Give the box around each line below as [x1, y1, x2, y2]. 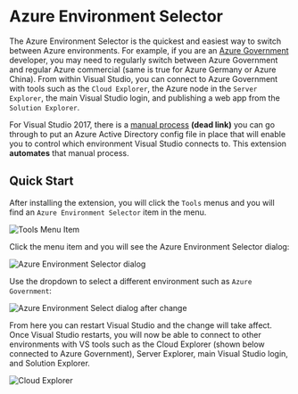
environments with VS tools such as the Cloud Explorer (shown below [9, 339, 265, 349]
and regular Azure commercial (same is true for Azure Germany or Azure [9, 64, 277, 75]
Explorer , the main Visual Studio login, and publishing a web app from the [9, 92, 281, 103]
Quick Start [9, 174, 74, 189]
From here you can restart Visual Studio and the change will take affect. [9, 319, 272, 331]
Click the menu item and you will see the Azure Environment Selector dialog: [9, 241, 290, 251]
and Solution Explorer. [9, 357, 91, 368]
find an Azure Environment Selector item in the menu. [9, 207, 207, 218]
